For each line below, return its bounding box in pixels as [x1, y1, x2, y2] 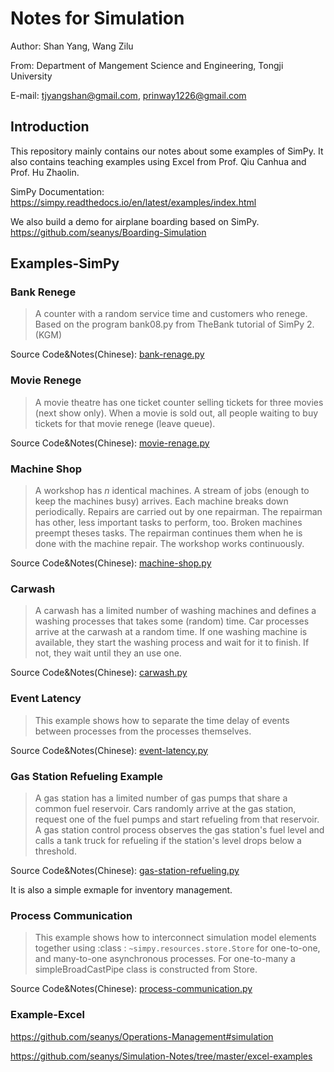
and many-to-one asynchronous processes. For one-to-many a [34, 953, 296, 965]
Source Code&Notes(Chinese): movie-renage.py [10, 437, 210, 449]
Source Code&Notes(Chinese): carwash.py [10, 667, 188, 679]
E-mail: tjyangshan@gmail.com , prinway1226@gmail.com [10, 89, 247, 101]
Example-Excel [10, 1008, 85, 1022]
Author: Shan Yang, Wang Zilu [10, 40, 134, 52]
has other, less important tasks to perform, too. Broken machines [34, 517, 303, 529]
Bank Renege [10, 285, 77, 299]
